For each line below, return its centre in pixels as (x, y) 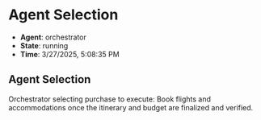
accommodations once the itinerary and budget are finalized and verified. (131, 107)
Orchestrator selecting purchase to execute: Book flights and (110, 99)
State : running (44, 45)
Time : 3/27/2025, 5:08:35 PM (69, 54)
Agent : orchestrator (53, 37)
